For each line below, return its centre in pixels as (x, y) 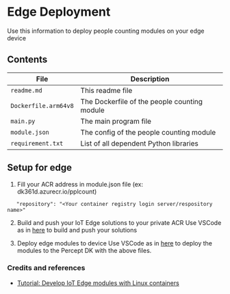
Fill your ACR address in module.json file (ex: (80, 184)
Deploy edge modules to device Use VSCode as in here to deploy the (114, 243)
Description (150, 79)
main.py (23, 121)
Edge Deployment (59, 12)
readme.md (26, 90)
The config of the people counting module (148, 132)
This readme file (106, 90)
